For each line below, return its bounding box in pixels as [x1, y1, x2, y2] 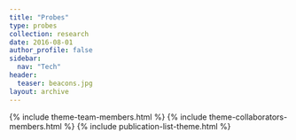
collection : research [9, 29, 90, 38]
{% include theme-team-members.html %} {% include [9, 112, 207, 122]
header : [9, 71, 38, 80]
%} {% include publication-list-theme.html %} [63, 121, 231, 131]
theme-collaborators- [208, 112, 288, 122]
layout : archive [9, 87, 69, 96]
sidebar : [9, 54, 42, 63]
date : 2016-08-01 [9, 37, 74, 47]
